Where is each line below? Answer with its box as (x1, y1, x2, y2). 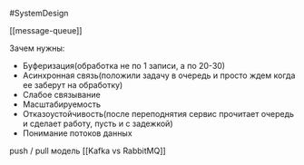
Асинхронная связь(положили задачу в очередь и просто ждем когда (22, 70, 296, 81)
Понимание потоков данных (22, 128, 133, 139)
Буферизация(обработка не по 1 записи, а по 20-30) (22, 61, 225, 71)
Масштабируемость (22, 99, 102, 110)
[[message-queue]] (9, 25, 83, 35)
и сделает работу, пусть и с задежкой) (22, 118, 173, 129)
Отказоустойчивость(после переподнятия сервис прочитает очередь (22, 109, 295, 119)
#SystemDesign (9, 8, 69, 18)
